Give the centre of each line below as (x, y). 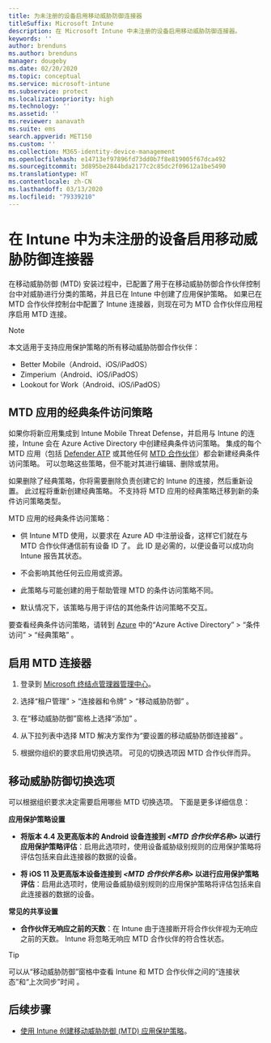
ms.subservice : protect (49, 91)
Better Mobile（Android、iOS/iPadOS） (86, 364)
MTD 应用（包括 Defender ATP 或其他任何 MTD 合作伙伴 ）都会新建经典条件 (134, 454)
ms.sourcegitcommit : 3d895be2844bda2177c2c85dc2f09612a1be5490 (117, 167)
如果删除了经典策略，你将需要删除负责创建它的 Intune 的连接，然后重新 (127, 481)
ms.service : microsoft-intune (59, 83)
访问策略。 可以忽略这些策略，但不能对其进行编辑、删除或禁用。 (116, 464)
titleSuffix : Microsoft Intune (61, 24)
